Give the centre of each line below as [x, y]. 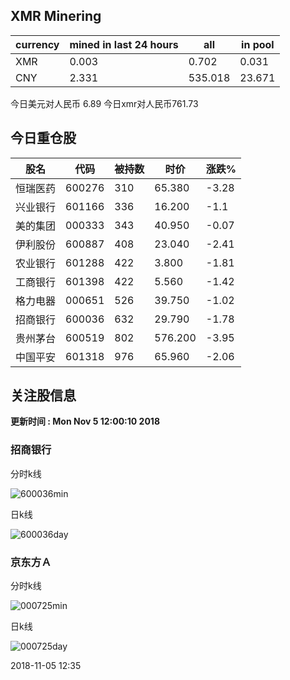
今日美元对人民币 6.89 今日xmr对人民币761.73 [104, 103]
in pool [258, 44]
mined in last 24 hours [124, 44]
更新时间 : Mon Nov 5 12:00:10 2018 [85, 421]
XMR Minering [56, 16]
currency [37, 44]
